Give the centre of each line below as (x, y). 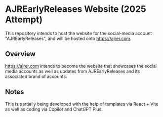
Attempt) (24, 19)
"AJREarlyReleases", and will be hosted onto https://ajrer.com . (68, 39)
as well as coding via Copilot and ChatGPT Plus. (54, 109)
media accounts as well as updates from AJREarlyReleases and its (73, 71)
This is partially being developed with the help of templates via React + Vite (82, 104)
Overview (20, 54)
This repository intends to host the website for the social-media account (79, 33)
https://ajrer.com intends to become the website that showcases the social (81, 66)
